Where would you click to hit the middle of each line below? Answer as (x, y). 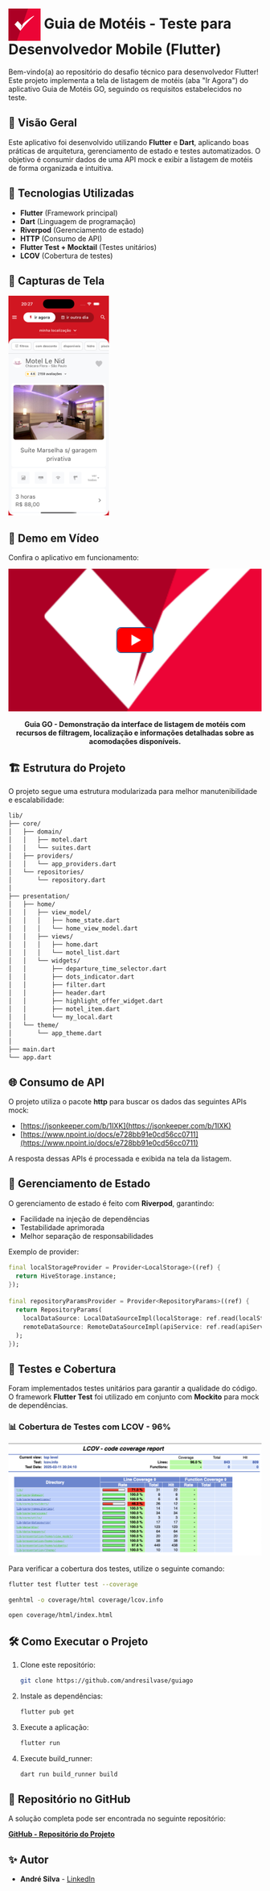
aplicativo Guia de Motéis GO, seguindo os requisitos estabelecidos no (125, 89)
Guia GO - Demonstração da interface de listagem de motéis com (135, 725)
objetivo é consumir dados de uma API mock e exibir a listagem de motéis (131, 159)
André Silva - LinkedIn (57, 1879)
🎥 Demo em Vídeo (54, 538)
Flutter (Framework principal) (69, 213)
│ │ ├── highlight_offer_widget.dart (86, 1001)
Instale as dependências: (61, 1696)
